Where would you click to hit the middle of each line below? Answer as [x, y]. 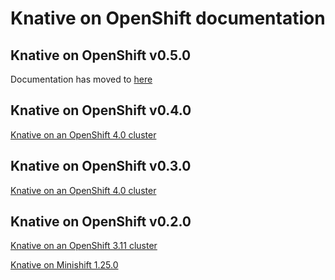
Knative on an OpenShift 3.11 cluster [84, 246]
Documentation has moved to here [81, 79]
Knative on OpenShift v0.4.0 [101, 110]
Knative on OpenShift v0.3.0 [101, 166]
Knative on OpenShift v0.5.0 [101, 55]
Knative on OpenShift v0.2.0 [101, 222]
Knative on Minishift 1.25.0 [64, 265]
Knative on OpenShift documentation [168, 18]
